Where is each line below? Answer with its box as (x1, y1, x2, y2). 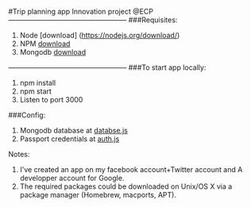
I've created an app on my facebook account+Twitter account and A (19, 165, 243, 174)
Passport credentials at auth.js (19, 134, 120, 144)
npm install (19, 79, 56, 87)
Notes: (8, 150, 30, 159)
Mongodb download (19, 48, 86, 56)
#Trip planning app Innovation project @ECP (8, 7, 153, 16)
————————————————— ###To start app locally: (8, 63, 207, 72)
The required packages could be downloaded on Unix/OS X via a (19, 182, 233, 191)
